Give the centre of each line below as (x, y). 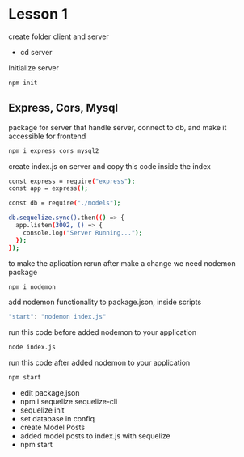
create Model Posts (53, 427)
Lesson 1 (38, 14)
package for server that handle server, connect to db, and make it (118, 127)
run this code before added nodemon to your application (103, 332)
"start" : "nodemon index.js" (57, 317)
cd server (36, 52)
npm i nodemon (32, 287)
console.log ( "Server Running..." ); (83, 233)
